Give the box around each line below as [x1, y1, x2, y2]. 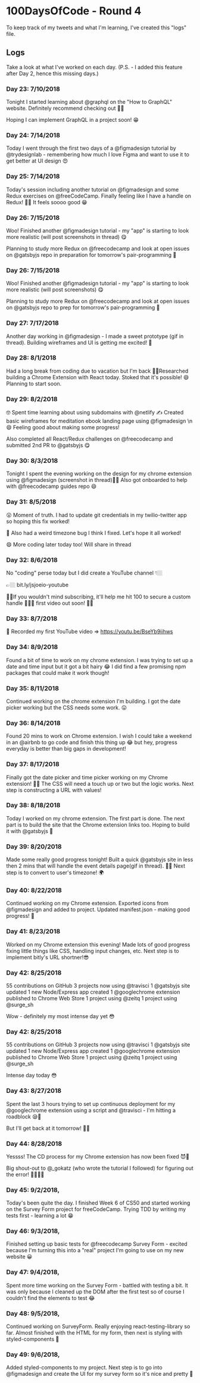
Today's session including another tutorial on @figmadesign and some [6, 186, 179, 193]
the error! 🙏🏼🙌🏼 [6, 1170, 45, 1178]
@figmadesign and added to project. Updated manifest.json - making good [6, 906, 190, 913]
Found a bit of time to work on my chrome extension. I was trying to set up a [6, 656, 193, 663]
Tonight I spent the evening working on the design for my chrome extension [6, 470, 192, 477]
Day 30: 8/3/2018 [6, 457, 58, 465]
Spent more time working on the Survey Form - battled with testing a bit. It [6, 1281, 189, 1289]
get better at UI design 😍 [6, 157, 68, 165]
